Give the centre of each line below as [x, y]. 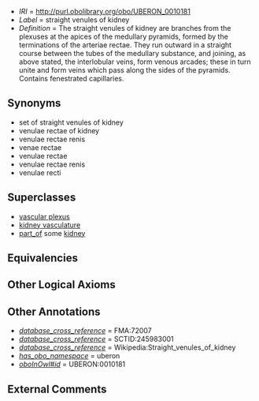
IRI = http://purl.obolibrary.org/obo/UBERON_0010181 [104, 11]
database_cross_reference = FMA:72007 [85, 331]
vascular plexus [44, 216]
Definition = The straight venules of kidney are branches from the [125, 28]
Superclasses [42, 198]
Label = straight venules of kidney [74, 20]
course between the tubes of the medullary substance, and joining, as [132, 53]
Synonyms [34, 103]
